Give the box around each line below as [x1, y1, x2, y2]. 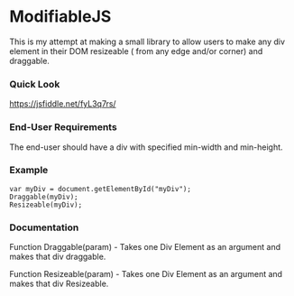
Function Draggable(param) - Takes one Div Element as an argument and [9, 242, 281, 253]
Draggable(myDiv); [9, 192, 78, 201]
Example [9, 164, 49, 177]
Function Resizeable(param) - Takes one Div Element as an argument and [9, 269, 282, 280]
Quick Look [9, 78, 60, 90]
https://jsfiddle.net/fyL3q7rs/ [9, 98, 116, 109]
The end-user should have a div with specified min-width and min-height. [9, 142, 283, 153]
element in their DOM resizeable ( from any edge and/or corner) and [9, 45, 263, 56]
